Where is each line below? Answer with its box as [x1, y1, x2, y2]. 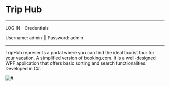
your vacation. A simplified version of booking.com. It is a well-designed [5, 55, 156, 61]
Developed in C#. [5, 65, 41, 71]
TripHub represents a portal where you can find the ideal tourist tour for [5, 49, 155, 55]
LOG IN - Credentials [5, 25, 49, 31]
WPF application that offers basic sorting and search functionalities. [5, 60, 147, 66]
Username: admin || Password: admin [5, 34, 83, 41]
